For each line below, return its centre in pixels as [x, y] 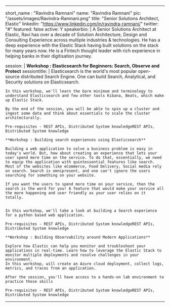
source [13, 77]
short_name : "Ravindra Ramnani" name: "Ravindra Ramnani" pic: [73, 13]
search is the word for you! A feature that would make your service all [85, 189]
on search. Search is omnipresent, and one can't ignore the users [78, 171]
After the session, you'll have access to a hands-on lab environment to [85, 277]
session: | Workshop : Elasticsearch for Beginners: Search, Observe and [82, 66]
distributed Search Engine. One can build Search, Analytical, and [88, 77]
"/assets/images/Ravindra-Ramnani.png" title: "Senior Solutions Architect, [82, 18]
